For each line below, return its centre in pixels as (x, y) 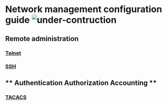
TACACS (16, 97)
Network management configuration (84, 9)
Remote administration (42, 39)
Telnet (13, 53)
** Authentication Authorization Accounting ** (81, 83)
